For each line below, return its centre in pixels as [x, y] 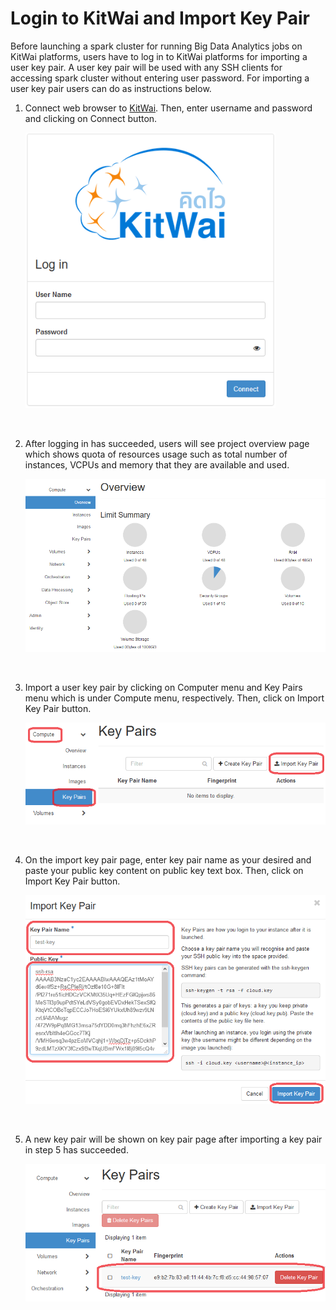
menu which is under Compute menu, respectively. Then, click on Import [174, 698]
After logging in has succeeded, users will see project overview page [167, 444]
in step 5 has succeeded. [76, 1150]
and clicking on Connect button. [91, 118]
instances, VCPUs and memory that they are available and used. [157, 465]
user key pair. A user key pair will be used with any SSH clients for [146, 67]
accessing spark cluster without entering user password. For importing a [160, 78]
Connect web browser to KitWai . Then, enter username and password [168, 108]
